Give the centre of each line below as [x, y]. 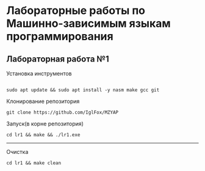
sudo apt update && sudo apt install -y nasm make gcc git [83, 90]
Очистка [17, 152]
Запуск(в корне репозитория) [45, 124]
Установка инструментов [39, 73]
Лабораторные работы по [76, 11]
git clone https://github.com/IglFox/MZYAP [63, 113]
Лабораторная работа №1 [58, 59]
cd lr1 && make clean [34, 163]
